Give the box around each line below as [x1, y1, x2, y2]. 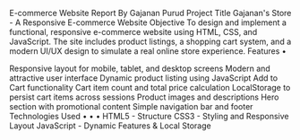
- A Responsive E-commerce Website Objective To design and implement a [9, 17, 287, 28]
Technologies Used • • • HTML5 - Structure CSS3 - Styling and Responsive [9, 111, 289, 121]
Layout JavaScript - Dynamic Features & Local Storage [9, 120, 212, 131]
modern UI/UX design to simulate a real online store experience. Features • [9, 46, 287, 57]
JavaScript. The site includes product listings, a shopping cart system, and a [9, 36, 292, 47]
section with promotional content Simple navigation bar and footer [9, 101, 253, 111]
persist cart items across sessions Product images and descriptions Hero [9, 92, 279, 102]
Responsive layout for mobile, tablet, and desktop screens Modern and [9, 63, 270, 74]
